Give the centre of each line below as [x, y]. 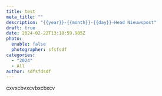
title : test [21, 11]
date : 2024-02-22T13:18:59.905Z [46, 33]
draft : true [21, 28]
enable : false [29, 44]
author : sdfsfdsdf [29, 71]
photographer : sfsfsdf [39, 50]
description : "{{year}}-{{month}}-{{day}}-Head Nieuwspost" [82, 22]
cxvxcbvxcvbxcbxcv [31, 88]
